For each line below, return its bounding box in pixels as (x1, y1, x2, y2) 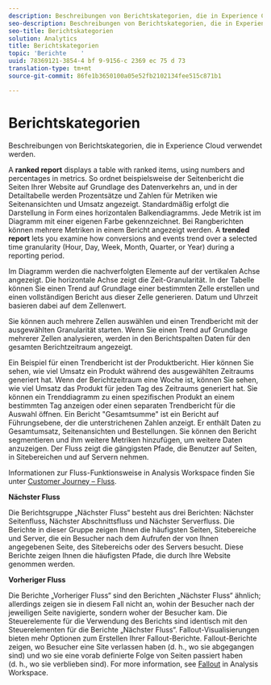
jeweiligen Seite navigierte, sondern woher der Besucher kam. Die (8, 607, 228, 617)
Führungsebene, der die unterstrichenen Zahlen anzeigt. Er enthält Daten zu (8, 418, 261, 427)
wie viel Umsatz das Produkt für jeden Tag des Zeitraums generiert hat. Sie (8, 383, 258, 393)
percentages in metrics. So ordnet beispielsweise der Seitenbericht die (8, 173, 244, 183)
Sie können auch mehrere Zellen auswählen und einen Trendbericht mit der (8, 316, 259, 326)
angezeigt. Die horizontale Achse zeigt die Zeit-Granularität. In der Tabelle (8, 275, 255, 284)
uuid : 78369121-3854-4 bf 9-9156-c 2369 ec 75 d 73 (8, 57, 186, 65)
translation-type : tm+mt (8, 65, 92, 73)
